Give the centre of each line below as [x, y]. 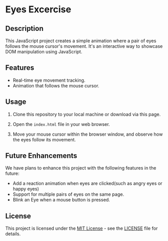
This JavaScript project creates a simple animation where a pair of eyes [81, 41]
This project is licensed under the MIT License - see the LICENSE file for [81, 228]
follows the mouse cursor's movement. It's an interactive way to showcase [84, 46]
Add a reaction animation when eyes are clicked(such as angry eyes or [88, 183]
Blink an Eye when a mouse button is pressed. [61, 200]
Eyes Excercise [38, 10]
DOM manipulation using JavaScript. [44, 52]
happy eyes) [26, 189]
